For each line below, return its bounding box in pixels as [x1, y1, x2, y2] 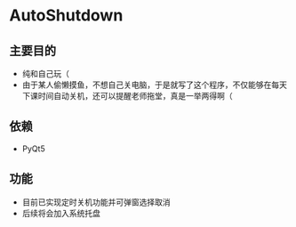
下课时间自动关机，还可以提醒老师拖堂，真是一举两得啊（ [21, 91, 233, 101]
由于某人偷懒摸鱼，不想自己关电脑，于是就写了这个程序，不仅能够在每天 [21, 79, 287, 90]
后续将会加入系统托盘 [21, 207, 100, 218]
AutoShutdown [9, 5, 124, 26]
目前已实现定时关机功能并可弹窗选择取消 [21, 197, 171, 207]
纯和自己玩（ [21, 69, 69, 78]
